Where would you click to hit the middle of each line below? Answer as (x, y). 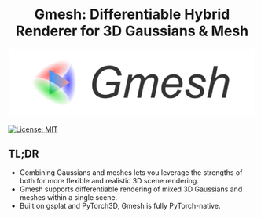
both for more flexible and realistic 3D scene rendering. (109, 181)
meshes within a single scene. (68, 198)
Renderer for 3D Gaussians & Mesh (132, 31)
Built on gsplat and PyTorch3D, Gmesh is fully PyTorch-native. (120, 206)
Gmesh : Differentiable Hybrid (132, 15)
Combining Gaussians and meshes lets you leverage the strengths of (131, 173)
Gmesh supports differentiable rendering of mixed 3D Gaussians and (131, 189)
